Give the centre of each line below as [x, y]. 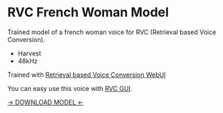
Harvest [29, 53]
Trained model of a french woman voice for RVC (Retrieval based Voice [112, 32]
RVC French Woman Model [88, 12]
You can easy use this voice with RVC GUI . [70, 88]
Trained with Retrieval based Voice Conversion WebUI [87, 75]
